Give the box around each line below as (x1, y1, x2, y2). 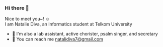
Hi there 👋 (5, 4, 30, 11)
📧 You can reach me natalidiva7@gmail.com (12, 36, 104, 42)
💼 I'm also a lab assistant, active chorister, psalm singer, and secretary (12, 31, 158, 37)
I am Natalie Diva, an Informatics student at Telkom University (5, 21, 133, 27)
